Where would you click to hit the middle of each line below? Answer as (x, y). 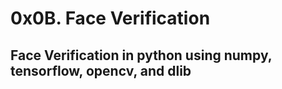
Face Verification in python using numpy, (141, 55)
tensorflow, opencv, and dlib (101, 70)
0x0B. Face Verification (110, 18)
